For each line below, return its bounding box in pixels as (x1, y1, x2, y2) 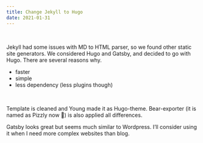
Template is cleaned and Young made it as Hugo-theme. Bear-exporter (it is (6, 105, 196, 112)
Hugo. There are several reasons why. (6, 56, 102, 64)
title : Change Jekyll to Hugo (6, 9, 84, 15)
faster (15, 68, 30, 75)
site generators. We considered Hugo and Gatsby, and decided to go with (6, 50, 191, 57)
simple (15, 75, 32, 82)
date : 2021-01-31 (6, 15, 51, 21)
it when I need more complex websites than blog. (6, 130, 130, 137)
